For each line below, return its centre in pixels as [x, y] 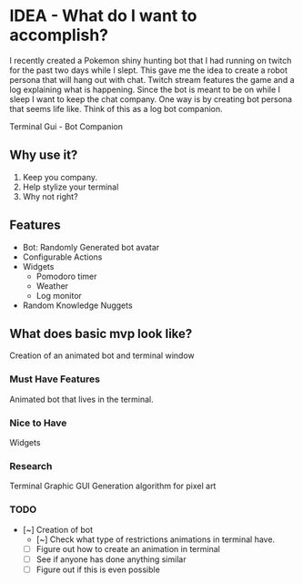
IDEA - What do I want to [103, 16]
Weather [52, 286]
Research [31, 466]
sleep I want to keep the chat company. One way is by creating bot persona [151, 99]
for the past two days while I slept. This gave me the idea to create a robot [149, 70]
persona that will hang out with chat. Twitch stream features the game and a [152, 79]
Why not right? [50, 196]
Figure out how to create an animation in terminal [128, 548]
